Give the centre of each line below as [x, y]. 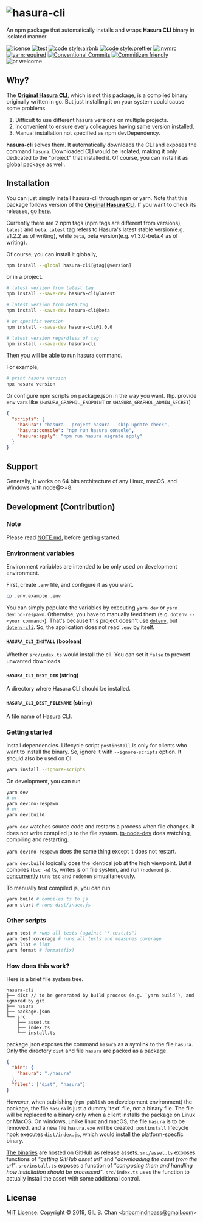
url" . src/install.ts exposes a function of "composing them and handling [100, 1166]
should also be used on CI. [40, 758]
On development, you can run [43, 781]
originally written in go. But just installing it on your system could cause [95, 101]
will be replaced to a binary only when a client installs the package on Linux [101, 1115]
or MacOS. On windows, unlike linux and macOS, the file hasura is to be [96, 1121]
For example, [23, 367]
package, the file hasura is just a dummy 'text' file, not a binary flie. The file [100, 1109]
